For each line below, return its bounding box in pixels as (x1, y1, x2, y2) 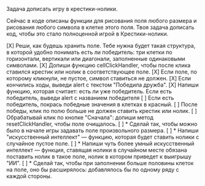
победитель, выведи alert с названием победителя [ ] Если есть (6, 95, 174, 101)
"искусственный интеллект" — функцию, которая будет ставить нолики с (6, 133, 199, 141)
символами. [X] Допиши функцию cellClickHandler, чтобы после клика (6, 61, 191, 69)
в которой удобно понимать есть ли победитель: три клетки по (6, 48, 173, 56)
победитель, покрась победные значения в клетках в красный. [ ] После (6, 101, 198, 108)
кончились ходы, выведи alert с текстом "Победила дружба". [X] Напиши (6, 81, 199, 88)
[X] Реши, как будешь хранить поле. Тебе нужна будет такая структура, (6, 42, 196, 49)
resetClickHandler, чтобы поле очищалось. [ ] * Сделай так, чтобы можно (6, 120, 198, 128)
